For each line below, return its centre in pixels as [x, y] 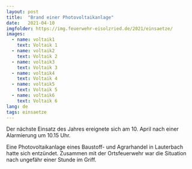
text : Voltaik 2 [37, 56]
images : [16, 34]
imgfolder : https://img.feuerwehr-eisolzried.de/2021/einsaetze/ [89, 28]
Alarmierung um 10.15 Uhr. [38, 135]
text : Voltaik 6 [37, 101]
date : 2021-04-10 [31, 23]
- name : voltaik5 [33, 84]
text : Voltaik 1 [37, 46]
